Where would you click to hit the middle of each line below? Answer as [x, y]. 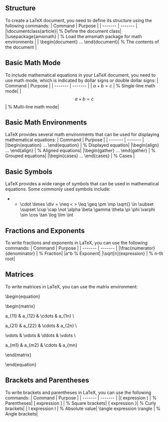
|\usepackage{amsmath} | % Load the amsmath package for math [73, 36]
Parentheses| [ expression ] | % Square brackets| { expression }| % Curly [81, 403]
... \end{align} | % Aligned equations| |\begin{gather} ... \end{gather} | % [80, 151]
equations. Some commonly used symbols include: [58, 189]
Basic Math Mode [33, 63]
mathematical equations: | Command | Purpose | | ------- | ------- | [75, 140]
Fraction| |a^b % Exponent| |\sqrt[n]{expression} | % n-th [104, 254]
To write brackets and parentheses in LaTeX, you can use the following [78, 392]
